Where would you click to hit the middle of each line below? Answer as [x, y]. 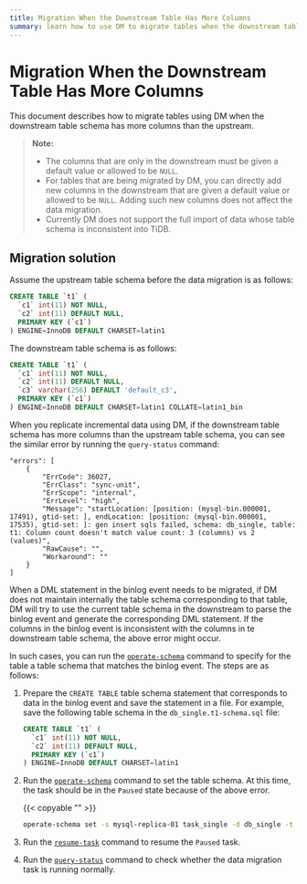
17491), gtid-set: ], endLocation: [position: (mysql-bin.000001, [138, 517]
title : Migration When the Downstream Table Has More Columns [130, 18]
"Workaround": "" [75, 557]
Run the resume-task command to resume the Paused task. [131, 842]
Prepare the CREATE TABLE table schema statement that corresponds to [155, 693]
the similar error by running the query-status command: [114, 444]
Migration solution [63, 258]
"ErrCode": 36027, [77, 477]
